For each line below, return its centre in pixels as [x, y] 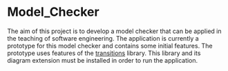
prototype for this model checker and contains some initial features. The [110, 45]
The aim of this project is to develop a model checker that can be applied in [114, 31]
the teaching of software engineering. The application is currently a [103, 38]
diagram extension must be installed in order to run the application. [103, 60]
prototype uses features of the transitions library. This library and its [104, 53]
